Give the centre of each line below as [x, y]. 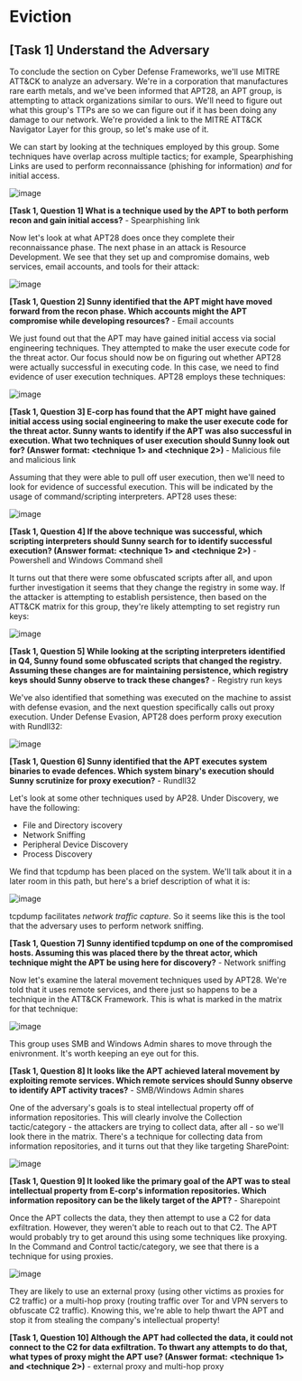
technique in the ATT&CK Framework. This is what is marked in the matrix [146, 999]
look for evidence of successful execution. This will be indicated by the [141, 487]
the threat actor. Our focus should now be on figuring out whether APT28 [146, 357]
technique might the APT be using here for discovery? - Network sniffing [148, 963]
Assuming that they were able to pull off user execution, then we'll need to [147, 477]
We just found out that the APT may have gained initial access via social [143, 338]
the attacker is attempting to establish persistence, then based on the [138, 597]
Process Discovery [57, 854]
